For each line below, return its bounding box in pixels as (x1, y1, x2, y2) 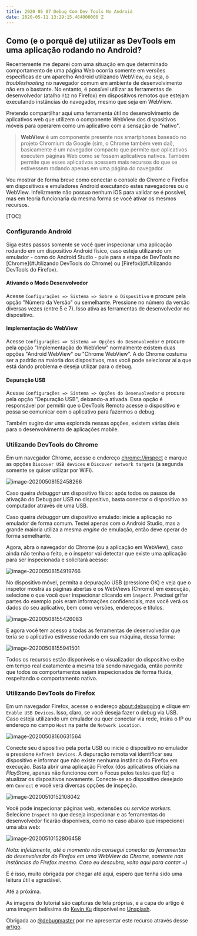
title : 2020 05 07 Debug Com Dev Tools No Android (6, 8, 133, 15)
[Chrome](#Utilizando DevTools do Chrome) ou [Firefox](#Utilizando (6, 260, 172, 267)
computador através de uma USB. (6, 502, 88, 509)
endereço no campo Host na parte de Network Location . (6, 721, 141, 728)
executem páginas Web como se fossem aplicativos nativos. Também (20, 153, 189, 160)
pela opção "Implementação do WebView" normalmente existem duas (6, 344, 176, 351)
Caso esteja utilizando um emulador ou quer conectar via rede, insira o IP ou (6, 715, 192, 722)
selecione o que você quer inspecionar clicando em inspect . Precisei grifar (6, 591, 188, 598)
